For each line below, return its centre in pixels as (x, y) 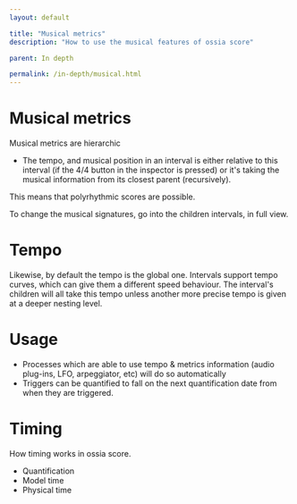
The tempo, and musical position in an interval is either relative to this (150, 161)
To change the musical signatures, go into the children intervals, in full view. (149, 214)
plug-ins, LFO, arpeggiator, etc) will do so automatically (124, 374)
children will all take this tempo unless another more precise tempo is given (148, 294)
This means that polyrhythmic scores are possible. (102, 197)
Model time (43, 480)
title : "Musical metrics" (57, 34)
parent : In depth (42, 58)
